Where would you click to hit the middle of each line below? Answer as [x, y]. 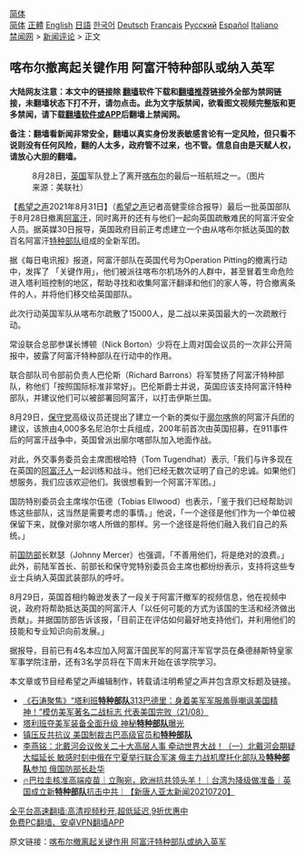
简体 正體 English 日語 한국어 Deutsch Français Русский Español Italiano [144, 25]
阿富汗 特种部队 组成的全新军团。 [85, 240]
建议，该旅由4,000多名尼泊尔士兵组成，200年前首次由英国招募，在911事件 [149, 428]
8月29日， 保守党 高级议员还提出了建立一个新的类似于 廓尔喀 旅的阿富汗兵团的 [152, 417]
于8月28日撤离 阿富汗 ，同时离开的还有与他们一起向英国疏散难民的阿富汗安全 [152, 218]
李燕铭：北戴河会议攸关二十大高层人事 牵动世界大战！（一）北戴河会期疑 [159, 746]
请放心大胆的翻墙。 [45, 156]
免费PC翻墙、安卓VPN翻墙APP [67, 822]
